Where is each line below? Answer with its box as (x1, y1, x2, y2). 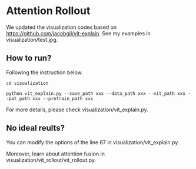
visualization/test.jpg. (6, 36, 58, 43)
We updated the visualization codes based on (6, 24, 117, 31)
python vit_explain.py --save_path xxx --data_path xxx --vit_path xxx (6, 90, 185, 97)
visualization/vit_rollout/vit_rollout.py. (6, 156, 96, 163)
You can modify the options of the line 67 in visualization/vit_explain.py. (6, 138, 180, 145)
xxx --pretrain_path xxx (32, 95, 94, 101)
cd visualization (6, 80, 49, 86)
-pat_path (6, 95, 31, 101)
